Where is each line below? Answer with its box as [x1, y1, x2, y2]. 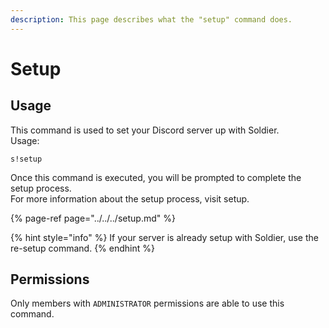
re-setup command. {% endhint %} [10, 242, 155, 254]
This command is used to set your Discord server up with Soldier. [10, 124, 280, 136]
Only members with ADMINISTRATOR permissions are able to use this [10, 297, 285, 310]
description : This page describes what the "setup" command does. [10, 14, 293, 25]
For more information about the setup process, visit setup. [10, 192, 250, 205]
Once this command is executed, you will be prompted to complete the [10, 171, 302, 183]
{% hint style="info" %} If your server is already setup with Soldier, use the [10, 231, 319, 243]
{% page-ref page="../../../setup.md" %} [10, 212, 176, 224]
